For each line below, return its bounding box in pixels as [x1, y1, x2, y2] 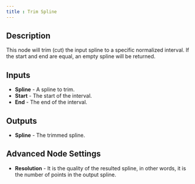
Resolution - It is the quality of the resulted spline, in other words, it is [14, 164, 186, 171]
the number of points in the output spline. [14, 171, 117, 178]
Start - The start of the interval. [14, 92, 92, 99]
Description [6, 31, 51, 41]
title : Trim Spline [6, 8, 58, 15]
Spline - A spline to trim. [14, 86, 75, 93]
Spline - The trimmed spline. [14, 132, 85, 139]
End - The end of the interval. [14, 99, 87, 106]
